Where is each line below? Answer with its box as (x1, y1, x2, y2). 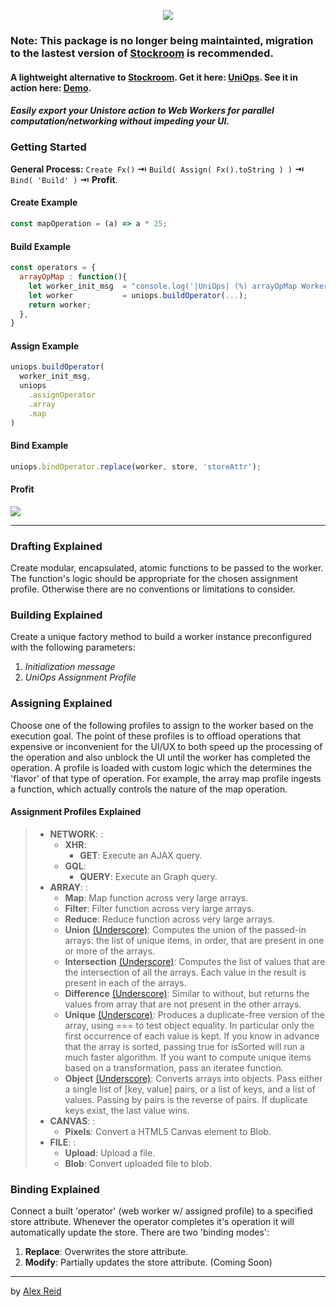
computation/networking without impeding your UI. (10, 115, 230, 127)
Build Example (10, 240, 72, 252)
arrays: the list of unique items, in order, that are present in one (64, 934, 325, 946)
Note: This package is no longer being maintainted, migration (10, 33, 314, 47)
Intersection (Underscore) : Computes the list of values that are (64, 955, 326, 967)
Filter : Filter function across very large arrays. (64, 902, 255, 914)
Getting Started (10, 140, 87, 154)
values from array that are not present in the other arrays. (64, 998, 302, 1010)
